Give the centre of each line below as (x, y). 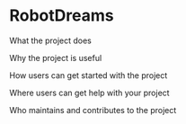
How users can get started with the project (89, 75)
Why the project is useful (56, 58)
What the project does (51, 40)
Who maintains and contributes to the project (93, 110)
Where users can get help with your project (89, 93)
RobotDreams (62, 16)
